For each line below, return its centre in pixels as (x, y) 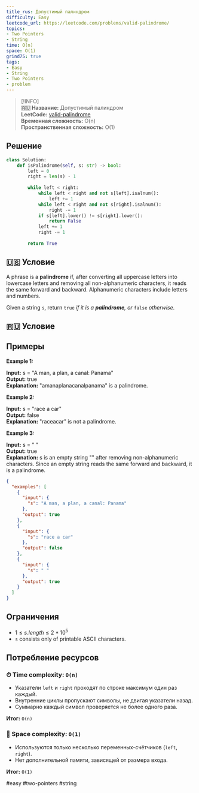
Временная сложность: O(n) (58, 121)
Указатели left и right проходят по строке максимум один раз (96, 688)
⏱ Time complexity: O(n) (42, 674)
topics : (16, 28)
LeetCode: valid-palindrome (56, 114)
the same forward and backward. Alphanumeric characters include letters (97, 289)
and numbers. (23, 296)
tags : (13, 62)
